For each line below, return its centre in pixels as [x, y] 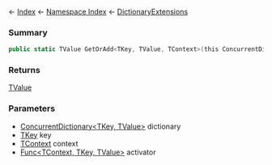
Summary [28, 32]
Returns [24, 70]
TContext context [49, 143]
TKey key [36, 135]
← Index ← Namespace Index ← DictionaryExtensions [98, 12]
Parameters [32, 108]
